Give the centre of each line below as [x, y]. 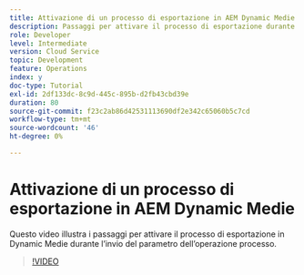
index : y [26, 77]
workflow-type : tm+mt [51, 119]
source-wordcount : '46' [55, 128]
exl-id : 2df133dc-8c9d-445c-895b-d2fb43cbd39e [99, 94]
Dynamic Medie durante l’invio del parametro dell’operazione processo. [143, 243]
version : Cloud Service [55, 52]
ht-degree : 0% [36, 137]
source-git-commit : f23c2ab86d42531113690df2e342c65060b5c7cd [130, 111]
